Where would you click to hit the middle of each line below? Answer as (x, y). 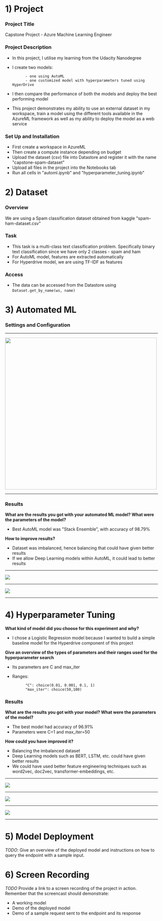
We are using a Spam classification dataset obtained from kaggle (70, 218)
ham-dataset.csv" (23, 223)
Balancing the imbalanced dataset (46, 751)
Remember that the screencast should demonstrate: (57, 894)
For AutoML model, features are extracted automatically (68, 256)
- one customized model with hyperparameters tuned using (85, 80)
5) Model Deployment (49, 837)
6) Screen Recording (47, 875)
